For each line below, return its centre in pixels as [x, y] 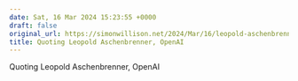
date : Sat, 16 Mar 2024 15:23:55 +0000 [83, 17]
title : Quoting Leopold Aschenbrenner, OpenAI [97, 42]
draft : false [33, 26]
